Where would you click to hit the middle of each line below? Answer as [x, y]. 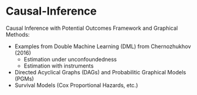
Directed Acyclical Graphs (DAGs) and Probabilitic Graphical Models [100, 72]
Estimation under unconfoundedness [70, 59]
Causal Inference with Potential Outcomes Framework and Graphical [92, 28]
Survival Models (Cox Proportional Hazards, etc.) [76, 85]
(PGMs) [24, 79]
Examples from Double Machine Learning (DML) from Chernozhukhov [103, 46]
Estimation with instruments [59, 66]
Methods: [18, 34]
